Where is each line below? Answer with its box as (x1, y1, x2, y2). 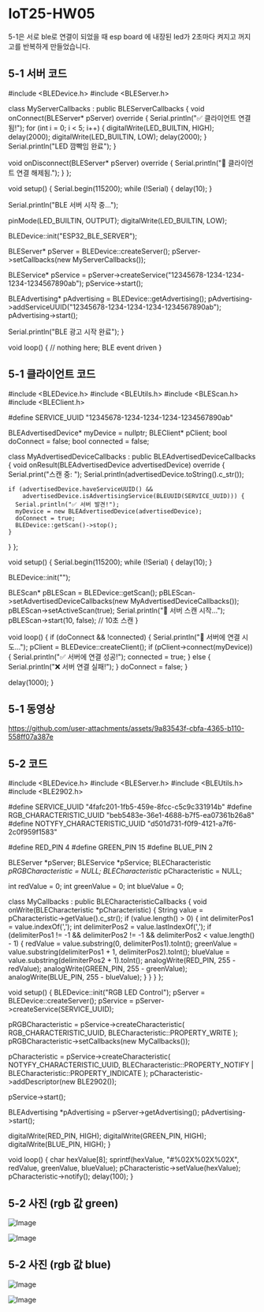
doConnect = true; (15, 514, 76, 522)
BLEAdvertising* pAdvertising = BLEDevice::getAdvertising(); (8, 294, 206, 303)
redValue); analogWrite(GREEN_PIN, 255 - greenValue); (8, 964, 188, 973)
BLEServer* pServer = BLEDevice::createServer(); (8, 246, 171, 256)
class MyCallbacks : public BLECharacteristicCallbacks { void (8, 897, 207, 906)
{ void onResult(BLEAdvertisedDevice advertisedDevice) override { (8, 459, 225, 470)
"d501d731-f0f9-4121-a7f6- (147, 819, 236, 829)
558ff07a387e (8, 732, 54, 742)
